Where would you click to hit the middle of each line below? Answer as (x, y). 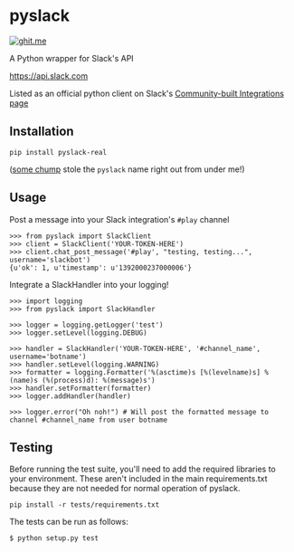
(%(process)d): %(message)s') (99, 380)
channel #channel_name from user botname (89, 420)
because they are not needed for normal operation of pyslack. (125, 489)
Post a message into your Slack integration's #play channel (119, 219)
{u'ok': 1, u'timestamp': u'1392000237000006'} (101, 268)
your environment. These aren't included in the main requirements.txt (139, 479)
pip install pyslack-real (58, 152)
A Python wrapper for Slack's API (71, 58)
